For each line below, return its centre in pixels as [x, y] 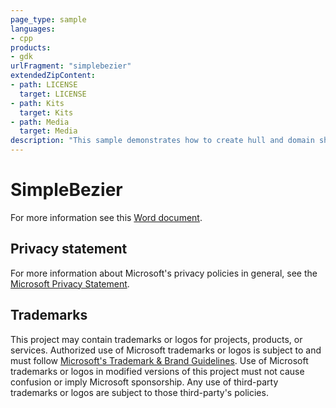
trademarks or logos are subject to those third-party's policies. [139, 392]
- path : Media [40, 122]
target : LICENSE [53, 94]
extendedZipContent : [53, 76]
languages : [33, 29]
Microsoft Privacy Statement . [70, 283]
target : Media [48, 131]
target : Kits [46, 112]
